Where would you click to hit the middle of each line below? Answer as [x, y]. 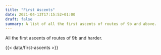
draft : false [19, 19]
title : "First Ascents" [30, 10]
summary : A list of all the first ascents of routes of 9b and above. [81, 24]
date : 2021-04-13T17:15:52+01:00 [40, 14]
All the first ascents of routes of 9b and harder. [54, 38]
